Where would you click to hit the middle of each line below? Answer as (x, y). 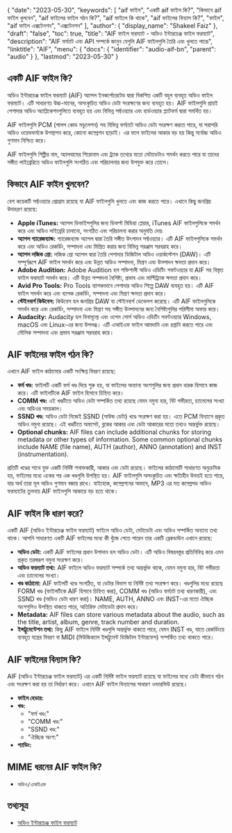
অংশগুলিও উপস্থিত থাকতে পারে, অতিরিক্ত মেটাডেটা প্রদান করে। (78, 607)
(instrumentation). (43, 454)
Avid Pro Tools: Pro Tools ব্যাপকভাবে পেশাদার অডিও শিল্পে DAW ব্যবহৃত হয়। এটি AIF (116, 285)
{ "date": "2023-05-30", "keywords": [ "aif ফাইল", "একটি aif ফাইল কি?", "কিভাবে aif (115, 10)
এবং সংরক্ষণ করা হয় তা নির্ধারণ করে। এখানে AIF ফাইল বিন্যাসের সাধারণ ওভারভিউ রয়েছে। (98, 684)
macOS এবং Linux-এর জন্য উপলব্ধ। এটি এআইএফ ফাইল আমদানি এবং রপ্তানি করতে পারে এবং (115, 324)
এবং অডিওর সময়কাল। (40, 409)
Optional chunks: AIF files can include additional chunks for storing (114, 432)
